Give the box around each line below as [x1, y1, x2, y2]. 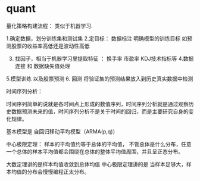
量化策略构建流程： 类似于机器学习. [6, 22, 93, 29]
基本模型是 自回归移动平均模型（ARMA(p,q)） [6, 127, 118, 135]
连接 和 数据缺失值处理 [14, 62, 70, 70]
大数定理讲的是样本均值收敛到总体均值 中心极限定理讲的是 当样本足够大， [6, 160, 186, 168]
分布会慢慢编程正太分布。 [26, 168, 90, 175]
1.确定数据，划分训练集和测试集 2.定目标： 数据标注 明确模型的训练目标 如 [6, 35, 187, 42]
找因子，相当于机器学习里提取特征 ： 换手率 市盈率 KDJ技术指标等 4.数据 [14, 55, 194, 62]
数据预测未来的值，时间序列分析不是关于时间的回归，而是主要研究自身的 [11, 108, 189, 115]
